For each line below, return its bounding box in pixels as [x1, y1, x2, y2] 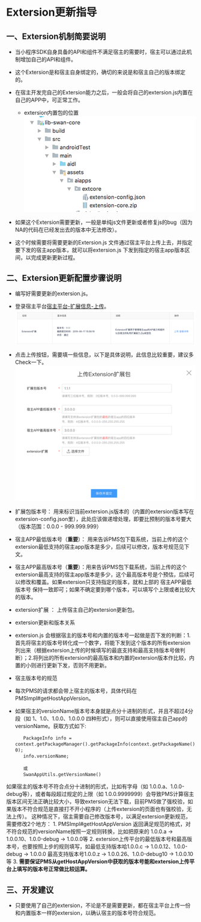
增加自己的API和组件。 [20, 56, 77, 63]
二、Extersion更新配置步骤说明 [6, 273, 122, 283]
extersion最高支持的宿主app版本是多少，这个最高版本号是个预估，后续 [14, 571, 190, 578]
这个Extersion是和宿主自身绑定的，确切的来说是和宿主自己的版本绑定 [14, 68, 186, 76]
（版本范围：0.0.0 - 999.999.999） [14, 523, 102, 530]
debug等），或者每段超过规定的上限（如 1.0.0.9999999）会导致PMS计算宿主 [6, 791, 194, 798]
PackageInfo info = [23, 735, 72, 741]
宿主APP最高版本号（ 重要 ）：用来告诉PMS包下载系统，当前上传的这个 [14, 564, 187, 571]
